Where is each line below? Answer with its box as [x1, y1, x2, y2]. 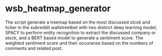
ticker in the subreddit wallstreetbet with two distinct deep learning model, [5, 24, 158, 30]
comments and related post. [5, 45, 63, 51]
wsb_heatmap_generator [5, 3, 111, 14]
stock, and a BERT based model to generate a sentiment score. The [5, 35, 144, 41]
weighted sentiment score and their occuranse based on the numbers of [5, 40, 154, 46]
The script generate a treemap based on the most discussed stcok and [5, 19, 151, 25]
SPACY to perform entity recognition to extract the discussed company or [5, 29, 156, 35]
